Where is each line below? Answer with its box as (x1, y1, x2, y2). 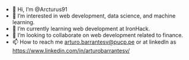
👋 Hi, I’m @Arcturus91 (12, 6, 67, 13)
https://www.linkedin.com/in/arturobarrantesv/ (12, 47, 130, 54)
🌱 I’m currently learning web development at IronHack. (12, 25, 150, 32)
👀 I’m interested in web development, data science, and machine (12, 12, 176, 19)
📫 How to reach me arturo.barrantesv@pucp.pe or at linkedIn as (12, 38, 177, 45)
